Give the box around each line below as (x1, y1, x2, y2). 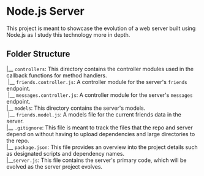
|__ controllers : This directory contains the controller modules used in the (6, 65, 194, 72)
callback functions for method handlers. (6, 72, 107, 79)
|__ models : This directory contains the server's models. (6, 104, 146, 112)
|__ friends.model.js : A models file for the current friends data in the (7, 110, 182, 118)
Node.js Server (6, 4, 85, 18)
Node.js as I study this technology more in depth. (6, 31, 130, 38)
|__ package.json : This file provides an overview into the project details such (6, 143, 198, 151)
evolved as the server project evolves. (6, 163, 103, 170)
